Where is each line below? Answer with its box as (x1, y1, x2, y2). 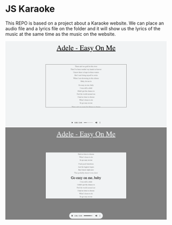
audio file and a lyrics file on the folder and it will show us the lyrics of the (5, 25, 161, 31)
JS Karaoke (5, 3, 55, 15)
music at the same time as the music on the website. (5, 31, 116, 37)
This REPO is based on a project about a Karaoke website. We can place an (5, 20, 164, 26)
